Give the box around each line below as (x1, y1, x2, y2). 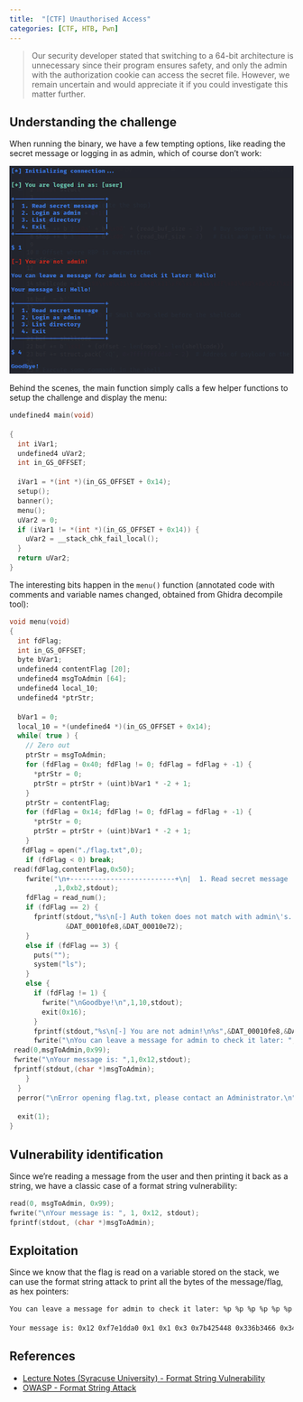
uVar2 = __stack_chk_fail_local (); (25, 534, 160, 543)
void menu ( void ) (9, 617, 70, 627)
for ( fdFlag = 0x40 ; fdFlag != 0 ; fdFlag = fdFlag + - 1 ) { (25, 760, 252, 769)
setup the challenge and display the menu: (9, 393, 168, 404)
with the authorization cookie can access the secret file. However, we (31, 69, 290, 80)
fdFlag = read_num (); (25, 894, 106, 903)
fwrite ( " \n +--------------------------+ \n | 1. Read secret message (25, 874, 289, 884)
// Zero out (25, 741, 70, 750)
